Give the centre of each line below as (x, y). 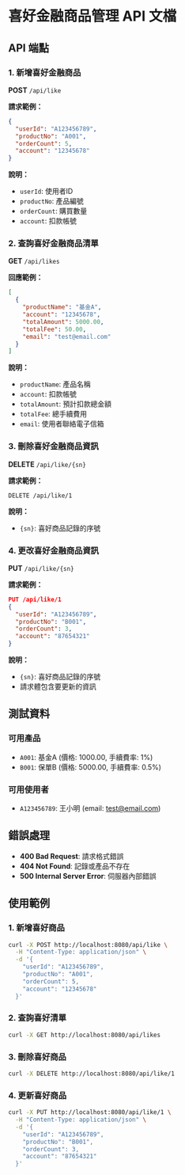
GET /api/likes (34, 261)
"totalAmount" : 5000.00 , (63, 321)
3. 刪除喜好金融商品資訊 (53, 447)
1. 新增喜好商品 (37, 928)
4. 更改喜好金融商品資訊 (53, 550)
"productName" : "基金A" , (62, 307)
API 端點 (29, 48)
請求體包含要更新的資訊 (58, 686)
